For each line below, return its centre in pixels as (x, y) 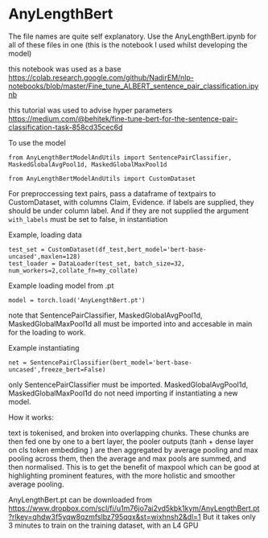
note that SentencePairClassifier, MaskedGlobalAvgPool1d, (105, 315)
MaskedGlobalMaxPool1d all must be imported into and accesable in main (130, 323)
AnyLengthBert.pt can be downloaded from (80, 499)
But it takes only (229, 516)
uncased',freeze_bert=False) (57, 370)
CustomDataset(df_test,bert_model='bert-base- (127, 249)
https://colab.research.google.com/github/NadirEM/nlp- (101, 77)
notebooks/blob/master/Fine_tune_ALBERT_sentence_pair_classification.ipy (134, 86)
